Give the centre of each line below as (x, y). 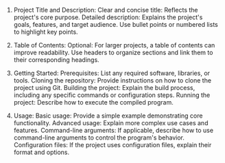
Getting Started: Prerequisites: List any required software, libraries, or (112, 73)
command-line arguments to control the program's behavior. (99, 138)
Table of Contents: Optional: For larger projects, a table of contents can (114, 45)
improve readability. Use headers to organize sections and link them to (113, 52)
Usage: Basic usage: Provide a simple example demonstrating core (108, 116)
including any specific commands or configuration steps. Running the (112, 95)
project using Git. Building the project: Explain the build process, (104, 88)
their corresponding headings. (56, 60)
